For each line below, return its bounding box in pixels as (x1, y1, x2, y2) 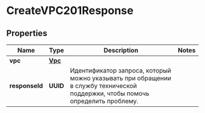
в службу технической (70, 82, 137, 90)
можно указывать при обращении (70, 74, 171, 82)
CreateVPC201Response (6, 4, 134, 18)
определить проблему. (70, 97, 138, 105)
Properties (6, 28, 48, 38)
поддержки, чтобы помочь (70, 89, 149, 98)
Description (103, 46, 138, 54)
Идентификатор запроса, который (70, 67, 171, 75)
